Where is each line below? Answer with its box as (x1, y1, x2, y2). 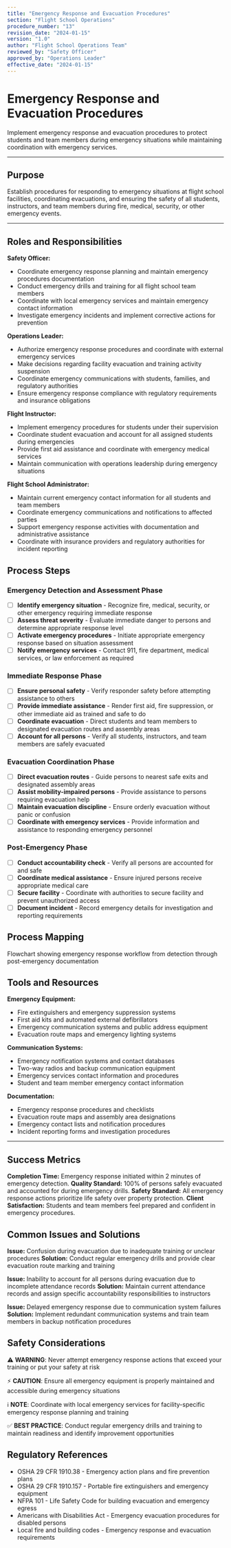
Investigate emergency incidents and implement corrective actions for (16, 311, 216, 320)
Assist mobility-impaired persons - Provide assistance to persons (16, 788, 207, 796)
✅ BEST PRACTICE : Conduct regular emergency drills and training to (7, 1421, 203, 1430)
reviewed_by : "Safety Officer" (7, 49, 97, 56)
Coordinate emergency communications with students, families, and (16, 374, 210, 383)
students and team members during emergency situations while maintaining (7, 136, 222, 144)
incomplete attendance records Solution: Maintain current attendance (7, 1282, 206, 1291)
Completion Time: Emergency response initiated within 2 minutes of (7, 1172, 201, 1181)
